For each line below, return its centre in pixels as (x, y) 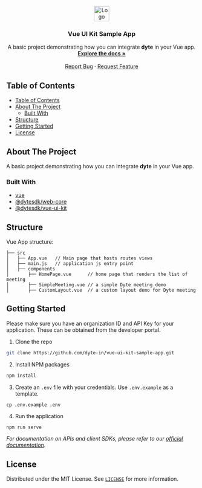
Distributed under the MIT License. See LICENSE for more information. (92, 479)
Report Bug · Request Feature (102, 66)
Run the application (39, 416)
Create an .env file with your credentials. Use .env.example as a (94, 387)
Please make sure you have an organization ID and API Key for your (90, 323)
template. (27, 393)
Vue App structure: (30, 242)
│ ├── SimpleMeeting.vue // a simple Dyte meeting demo (86, 285)
